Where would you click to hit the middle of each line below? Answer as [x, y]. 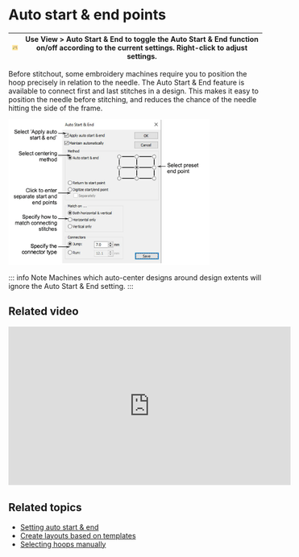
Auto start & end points [87, 15]
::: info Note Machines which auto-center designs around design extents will [135, 277]
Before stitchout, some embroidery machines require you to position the [128, 73]
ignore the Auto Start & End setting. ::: [71, 286]
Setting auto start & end [59, 527]
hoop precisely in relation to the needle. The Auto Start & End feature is [127, 82]
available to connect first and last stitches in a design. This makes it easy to [134, 91]
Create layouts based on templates [78, 535]
